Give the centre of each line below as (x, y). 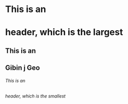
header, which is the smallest (35, 96)
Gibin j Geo (23, 68)
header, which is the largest (64, 32)
